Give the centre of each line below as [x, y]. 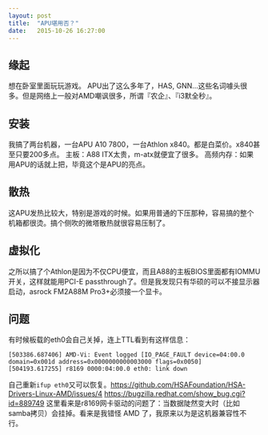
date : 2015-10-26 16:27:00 [57, 30]
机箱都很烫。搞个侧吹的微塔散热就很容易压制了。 [89, 223]
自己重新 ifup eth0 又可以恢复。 [60, 385]
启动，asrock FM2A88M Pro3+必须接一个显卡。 [87, 291]
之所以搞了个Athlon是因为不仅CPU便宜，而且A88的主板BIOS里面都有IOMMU [134, 271]
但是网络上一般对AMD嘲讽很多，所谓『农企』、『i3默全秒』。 [119, 96]
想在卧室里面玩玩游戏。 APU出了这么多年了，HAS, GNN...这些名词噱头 [124, 86]
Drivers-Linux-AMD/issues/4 [55, 394]
